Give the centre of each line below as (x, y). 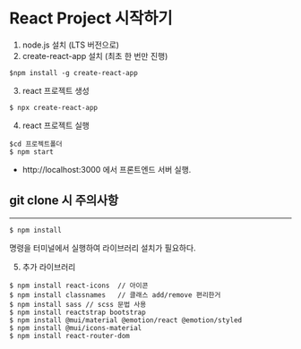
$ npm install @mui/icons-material (76, 328)
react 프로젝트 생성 (56, 90)
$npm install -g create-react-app (74, 72)
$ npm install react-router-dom (69, 336)
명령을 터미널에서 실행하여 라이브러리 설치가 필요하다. (103, 248)
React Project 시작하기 (91, 18)
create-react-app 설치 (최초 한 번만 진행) (95, 55)
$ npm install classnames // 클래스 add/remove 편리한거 (115, 295)
